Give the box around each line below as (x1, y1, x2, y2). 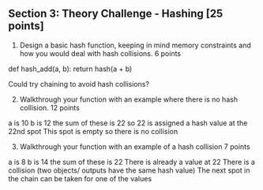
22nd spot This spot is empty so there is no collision (8, 126, 178, 136)
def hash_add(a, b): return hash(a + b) (8, 64, 133, 73)
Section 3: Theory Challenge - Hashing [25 (8, 7, 224, 20)
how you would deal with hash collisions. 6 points (19, 48, 182, 58)
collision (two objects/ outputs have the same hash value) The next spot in (8, 166, 250, 175)
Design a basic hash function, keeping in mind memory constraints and (19, 40, 251, 50)
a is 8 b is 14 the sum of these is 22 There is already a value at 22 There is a (8, 157, 255, 166)
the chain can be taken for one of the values (8, 173, 152, 183)
